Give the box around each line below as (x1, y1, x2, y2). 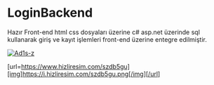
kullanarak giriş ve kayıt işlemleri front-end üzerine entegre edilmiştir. (7, 35, 207, 43)
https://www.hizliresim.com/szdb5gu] (20, 62, 130, 70)
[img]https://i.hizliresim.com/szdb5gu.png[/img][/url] (7, 70, 161, 78)
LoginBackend (7, 5, 93, 21)
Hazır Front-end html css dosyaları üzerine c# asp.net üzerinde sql (7, 28, 200, 36)
